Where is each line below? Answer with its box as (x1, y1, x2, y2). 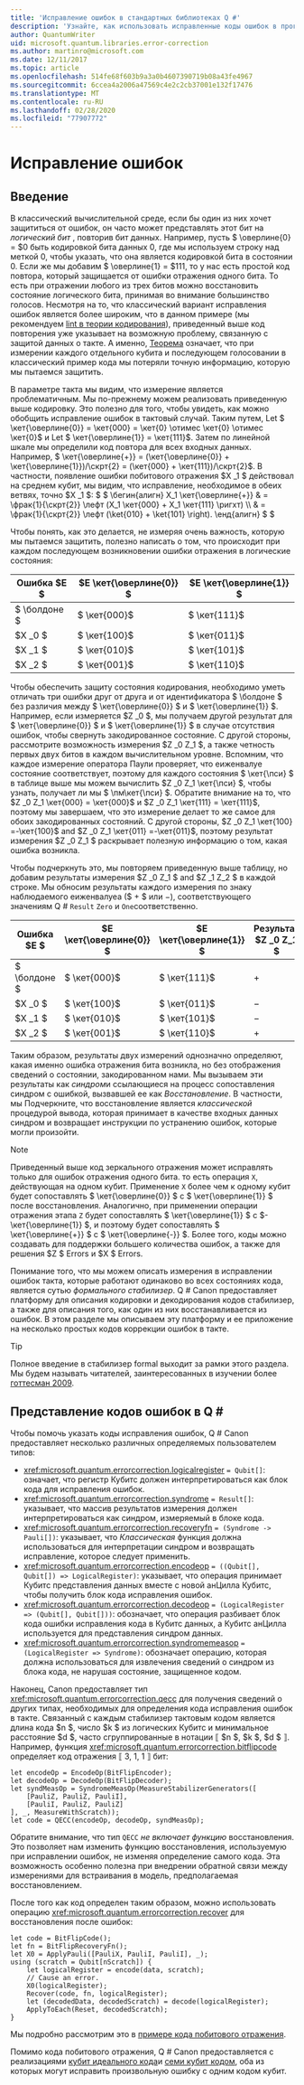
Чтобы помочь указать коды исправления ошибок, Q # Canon (10, 1427, 249, 1438)
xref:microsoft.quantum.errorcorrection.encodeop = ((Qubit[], (23, 1560, 261, 1571)
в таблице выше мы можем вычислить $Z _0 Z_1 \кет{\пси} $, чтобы (10, 778, 272, 789)
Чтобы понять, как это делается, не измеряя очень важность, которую (10, 526, 285, 538)
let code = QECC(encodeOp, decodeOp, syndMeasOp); (10, 1816, 205, 1825)
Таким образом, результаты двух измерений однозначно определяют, (10, 1050, 283, 1061)
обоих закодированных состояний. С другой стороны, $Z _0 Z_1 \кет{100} (10, 816, 293, 827)
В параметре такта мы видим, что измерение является (10, 384, 224, 395)
